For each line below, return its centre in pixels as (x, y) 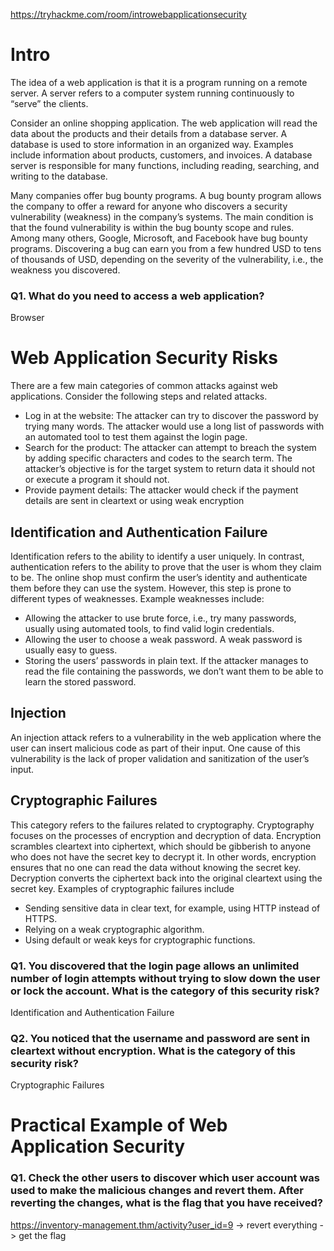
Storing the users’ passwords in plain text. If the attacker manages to (166, 660)
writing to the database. (59, 176)
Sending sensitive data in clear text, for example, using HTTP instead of (172, 908)
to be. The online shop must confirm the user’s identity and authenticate (159, 577)
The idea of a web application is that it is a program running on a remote (159, 82)
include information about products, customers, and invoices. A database (161, 155)
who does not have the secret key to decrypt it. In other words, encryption (163, 856)
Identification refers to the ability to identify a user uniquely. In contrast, (157, 556)
